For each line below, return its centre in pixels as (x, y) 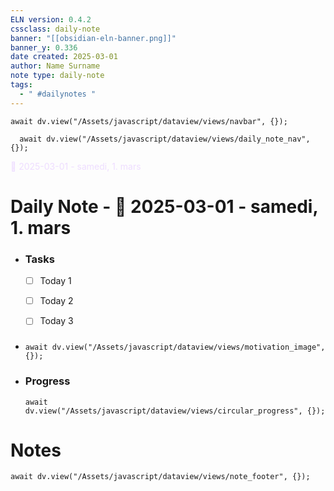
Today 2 (56, 301)
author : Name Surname (55, 66)
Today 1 (55, 281)
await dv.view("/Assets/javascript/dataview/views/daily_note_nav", (165, 139)
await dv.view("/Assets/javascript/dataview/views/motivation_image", (175, 347)
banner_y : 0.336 (44, 47)
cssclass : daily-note (55, 29)
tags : (21, 85)
